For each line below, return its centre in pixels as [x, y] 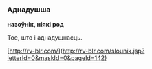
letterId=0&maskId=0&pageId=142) [57, 58]
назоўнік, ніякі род [35, 25]
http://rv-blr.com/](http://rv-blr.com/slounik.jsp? [77, 51]
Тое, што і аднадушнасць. [45, 38]
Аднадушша [29, 10]
